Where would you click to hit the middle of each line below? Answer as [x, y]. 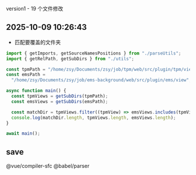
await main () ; [23, 133]
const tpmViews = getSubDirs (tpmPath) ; [60, 96]
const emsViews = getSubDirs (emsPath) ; [60, 101]
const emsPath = [26, 75]
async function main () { [36, 91]
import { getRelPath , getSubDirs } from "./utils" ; [70, 59]
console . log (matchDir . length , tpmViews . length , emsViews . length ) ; [94, 118]
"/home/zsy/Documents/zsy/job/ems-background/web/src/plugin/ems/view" [100, 80]
